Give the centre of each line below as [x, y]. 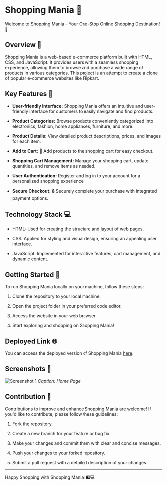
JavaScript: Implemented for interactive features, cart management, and [86, 254]
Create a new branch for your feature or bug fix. [61, 433]
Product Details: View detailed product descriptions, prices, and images [86, 136]
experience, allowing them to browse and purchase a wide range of [74, 67]
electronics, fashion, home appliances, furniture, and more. [73, 126]
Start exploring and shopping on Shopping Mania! [63, 325]
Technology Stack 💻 [38, 214]
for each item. [27, 141]
